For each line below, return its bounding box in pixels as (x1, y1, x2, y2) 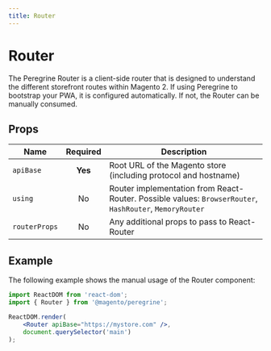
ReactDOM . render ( (8, 312, 67, 321)
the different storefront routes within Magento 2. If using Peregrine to (8, 81, 238, 91)
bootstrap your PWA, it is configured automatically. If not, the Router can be (8, 90, 260, 100)
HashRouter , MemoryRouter (109, 203, 205, 215)
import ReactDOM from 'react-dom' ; (8, 291, 128, 299)
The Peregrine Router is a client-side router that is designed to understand (8, 73, 256, 83)
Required (65, 146, 102, 157)
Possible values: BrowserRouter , (138, 193, 258, 204)
